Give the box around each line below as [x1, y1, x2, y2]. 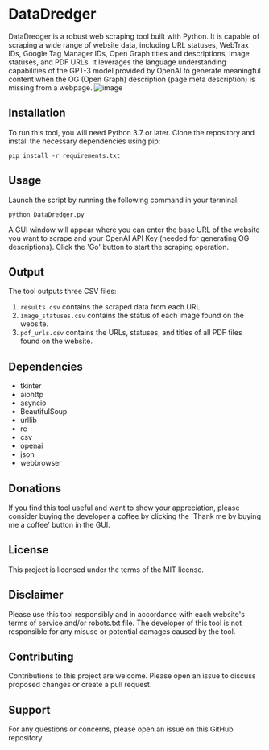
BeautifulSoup [19, 407, 68, 416]
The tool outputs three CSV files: [8, 287, 117, 296]
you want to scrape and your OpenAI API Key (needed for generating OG [8, 233, 250, 242]
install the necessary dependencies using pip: [8, 136, 161, 146]
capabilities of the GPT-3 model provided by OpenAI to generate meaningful [8, 65, 262, 75]
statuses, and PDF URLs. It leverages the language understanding [8, 57, 227, 67]
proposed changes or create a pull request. [8, 680, 152, 690]
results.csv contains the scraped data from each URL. [19, 302, 203, 312]
